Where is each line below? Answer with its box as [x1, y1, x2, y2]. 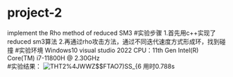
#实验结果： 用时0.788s [7, 62, 175, 70]
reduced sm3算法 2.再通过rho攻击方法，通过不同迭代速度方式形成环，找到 [7, 37, 220, 46]
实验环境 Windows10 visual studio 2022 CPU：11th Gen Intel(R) [18, 46, 199, 54]
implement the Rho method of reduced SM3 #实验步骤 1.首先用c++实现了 [7, 28, 216, 37]
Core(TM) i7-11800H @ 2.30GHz [7, 53, 101, 62]
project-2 [7, 5, 62, 21]
